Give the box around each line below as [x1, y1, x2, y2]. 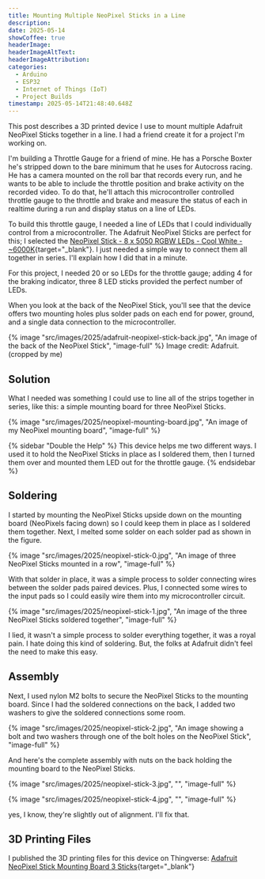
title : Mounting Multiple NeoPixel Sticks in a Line [8, 11, 186, 20]
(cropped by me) [8, 350, 63, 359]
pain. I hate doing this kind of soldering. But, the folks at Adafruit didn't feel [8, 638, 253, 648]
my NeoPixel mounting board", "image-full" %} [8, 425, 161, 435]
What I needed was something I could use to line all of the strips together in [8, 393, 255, 403]
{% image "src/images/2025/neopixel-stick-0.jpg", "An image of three [8, 551, 237, 560]
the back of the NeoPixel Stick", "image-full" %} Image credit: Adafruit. [8, 341, 240, 350]
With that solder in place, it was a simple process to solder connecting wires [8, 574, 257, 584]
